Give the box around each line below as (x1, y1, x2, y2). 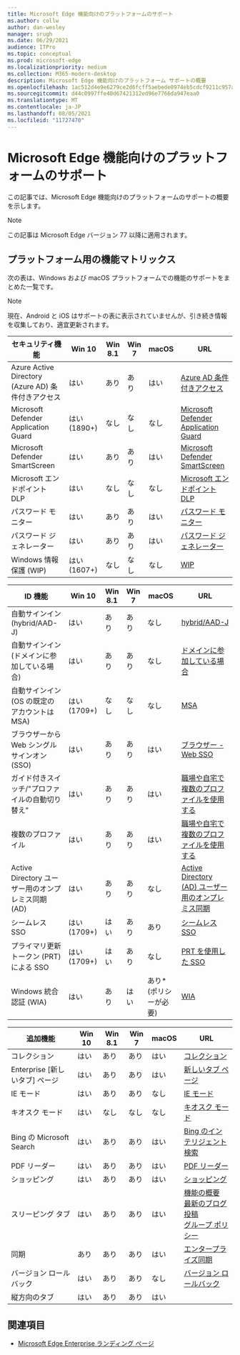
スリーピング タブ (11, 1209, 71, 1219)
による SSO (11, 962, 49, 972)
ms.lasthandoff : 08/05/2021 (7, 110, 91, 117)
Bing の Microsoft (11, 1133, 69, 1143)
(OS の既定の (11, 696, 55, 706)
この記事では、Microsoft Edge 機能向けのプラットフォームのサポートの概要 (7, 192, 229, 201)
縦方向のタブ (11, 1292, 55, 1302)
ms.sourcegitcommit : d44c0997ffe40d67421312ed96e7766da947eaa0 (7, 90, 200, 97)
